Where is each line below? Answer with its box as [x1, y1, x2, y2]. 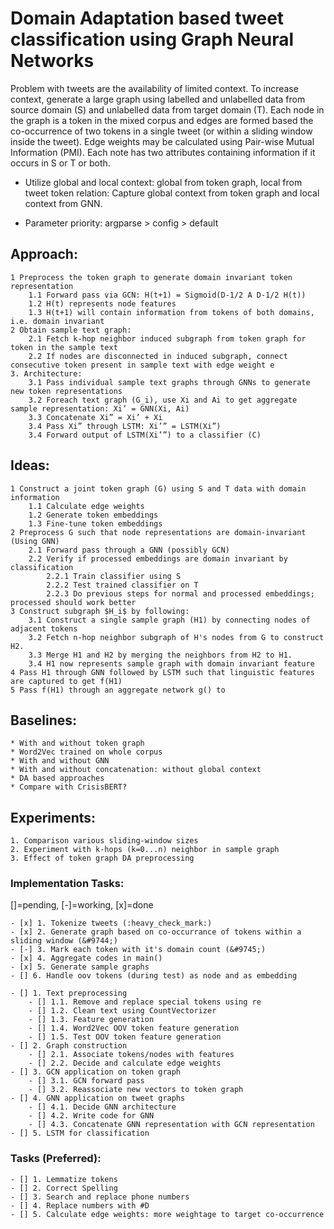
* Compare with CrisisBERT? [10, 782, 128, 792]
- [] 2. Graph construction [10, 1041, 128, 1051]
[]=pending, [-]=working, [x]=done [10, 899, 154, 911]
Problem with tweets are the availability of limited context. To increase [10, 82, 299, 94]
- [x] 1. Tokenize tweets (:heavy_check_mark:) [10, 918, 213, 929]
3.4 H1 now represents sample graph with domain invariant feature [28, 658, 315, 669]
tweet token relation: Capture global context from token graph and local [24, 187, 320, 199]
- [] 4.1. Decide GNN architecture [28, 1102, 177, 1112]
